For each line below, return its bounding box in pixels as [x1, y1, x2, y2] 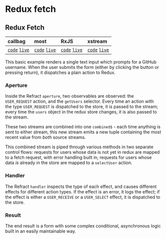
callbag [7, 38, 26, 45]
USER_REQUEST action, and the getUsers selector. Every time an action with [5, 98, 154, 105]
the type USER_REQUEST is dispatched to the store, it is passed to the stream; [5, 104, 159, 110]
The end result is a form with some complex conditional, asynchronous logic [5, 223, 161, 229]
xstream [87, 38, 108, 45]
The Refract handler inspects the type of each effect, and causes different [5, 183, 157, 189]
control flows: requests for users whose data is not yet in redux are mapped [5, 149, 160, 155]
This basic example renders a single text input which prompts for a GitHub [5, 59, 157, 65]
